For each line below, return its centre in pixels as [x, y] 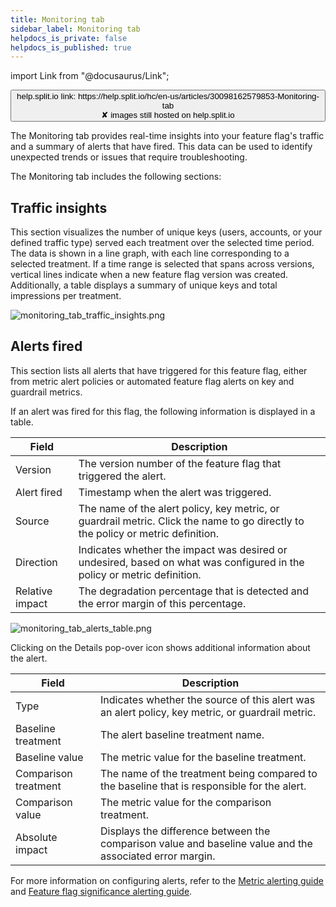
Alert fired [39, 492]
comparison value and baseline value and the [206, 843]
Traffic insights [59, 207]
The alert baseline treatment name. [182, 734]
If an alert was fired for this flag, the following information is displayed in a [163, 411]
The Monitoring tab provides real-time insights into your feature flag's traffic [167, 136]
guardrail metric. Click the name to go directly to [191, 521]
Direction [36, 562]
